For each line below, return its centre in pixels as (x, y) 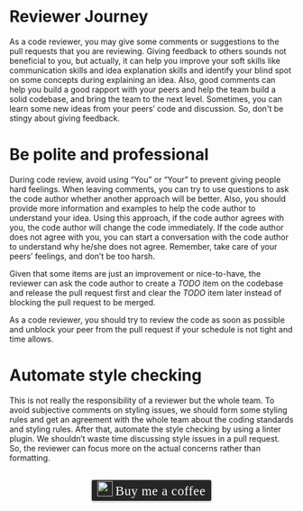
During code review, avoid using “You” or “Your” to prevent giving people (145, 179)
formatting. (30, 458)
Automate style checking (106, 375)
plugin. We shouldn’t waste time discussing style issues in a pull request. (145, 438)
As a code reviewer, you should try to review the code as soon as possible (147, 319)
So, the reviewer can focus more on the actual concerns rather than (135, 448)
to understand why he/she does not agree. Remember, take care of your (143, 246)
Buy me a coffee (161, 491)
